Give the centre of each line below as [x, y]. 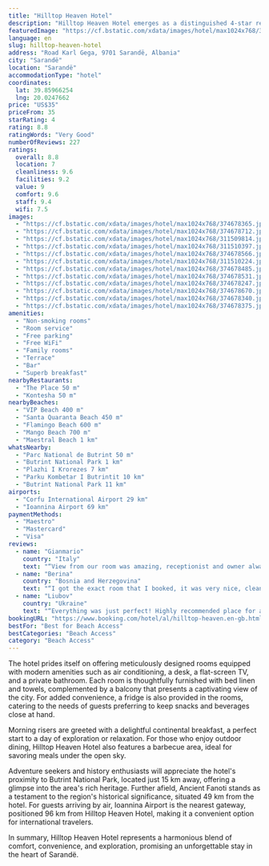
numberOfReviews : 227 [44, 142]
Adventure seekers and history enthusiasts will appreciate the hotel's [122, 771]
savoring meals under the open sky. [67, 756]
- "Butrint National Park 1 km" [70, 462]
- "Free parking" [44, 336]
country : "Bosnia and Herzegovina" [82, 581]
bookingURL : [28, 618]
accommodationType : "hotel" [55, 75]
